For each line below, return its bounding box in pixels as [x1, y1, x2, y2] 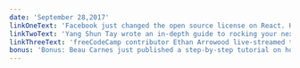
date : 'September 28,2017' [9, 12, 110, 22]
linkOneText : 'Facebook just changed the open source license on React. [9, 21, 286, 30]
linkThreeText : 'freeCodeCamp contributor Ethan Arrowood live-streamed [9, 37, 286, 47]
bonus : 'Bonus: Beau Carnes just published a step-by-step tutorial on [9, 46, 281, 55]
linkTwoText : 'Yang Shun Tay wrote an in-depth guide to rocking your [9, 29, 278, 38]
